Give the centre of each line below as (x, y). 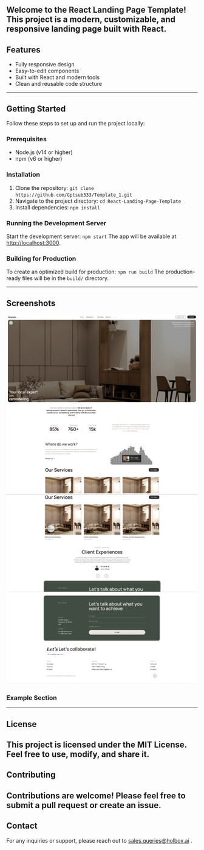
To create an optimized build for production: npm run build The (85, 272)
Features (23, 50)
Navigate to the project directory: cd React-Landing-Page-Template (98, 201)
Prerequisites (26, 139)
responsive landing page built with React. (87, 29)
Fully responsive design (45, 65)
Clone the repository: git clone (54, 188)
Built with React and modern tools (57, 77)
